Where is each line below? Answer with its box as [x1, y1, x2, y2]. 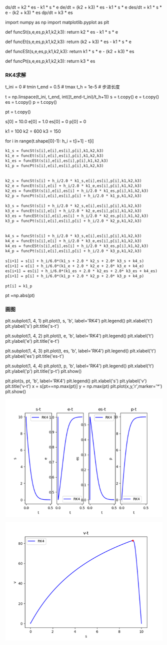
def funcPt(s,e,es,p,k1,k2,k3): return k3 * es [5, 58, 95, 64]
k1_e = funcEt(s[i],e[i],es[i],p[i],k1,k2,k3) [5, 153, 104, 158]
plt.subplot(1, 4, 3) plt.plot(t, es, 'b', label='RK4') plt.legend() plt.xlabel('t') [5, 348, 156, 354]
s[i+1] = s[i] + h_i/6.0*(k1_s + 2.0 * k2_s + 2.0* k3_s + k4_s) [5, 259, 144, 264]
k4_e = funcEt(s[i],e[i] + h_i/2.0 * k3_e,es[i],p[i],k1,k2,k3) [5, 239, 142, 244]
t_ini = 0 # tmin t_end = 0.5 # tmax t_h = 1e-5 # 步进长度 [5, 84, 120, 90]
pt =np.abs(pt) [5, 293, 35, 299]
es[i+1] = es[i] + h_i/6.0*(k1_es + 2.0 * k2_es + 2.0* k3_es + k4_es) [5, 269, 157, 274]
